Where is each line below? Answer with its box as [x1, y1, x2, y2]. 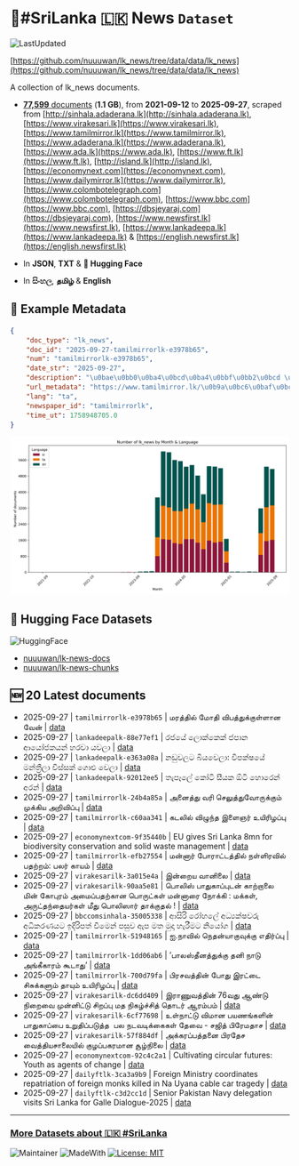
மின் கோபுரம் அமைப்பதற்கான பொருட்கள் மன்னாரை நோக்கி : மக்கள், [22, 889, 258, 901]
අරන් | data [22, 782, 63, 792]
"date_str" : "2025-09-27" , [26, 364, 126, 373]
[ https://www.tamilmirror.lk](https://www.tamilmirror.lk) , [22, 127, 227, 138]
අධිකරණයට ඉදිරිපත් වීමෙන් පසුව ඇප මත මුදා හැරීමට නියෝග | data [22, 920, 252, 930]
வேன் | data [22, 721, 66, 732]
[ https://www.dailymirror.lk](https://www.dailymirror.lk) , [22, 174, 226, 185]
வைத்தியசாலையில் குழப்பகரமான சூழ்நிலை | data [22, 1040, 186, 1050]
